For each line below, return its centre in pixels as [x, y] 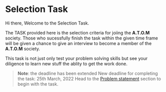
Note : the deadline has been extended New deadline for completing [88, 73]
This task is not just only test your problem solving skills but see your [76, 58]
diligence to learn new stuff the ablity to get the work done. [66, 63]
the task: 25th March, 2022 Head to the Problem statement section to [89, 78]
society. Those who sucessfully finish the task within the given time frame [81, 38]
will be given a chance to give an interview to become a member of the [78, 43]
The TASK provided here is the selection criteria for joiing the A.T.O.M [77, 32]
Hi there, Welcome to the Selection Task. [47, 23]
